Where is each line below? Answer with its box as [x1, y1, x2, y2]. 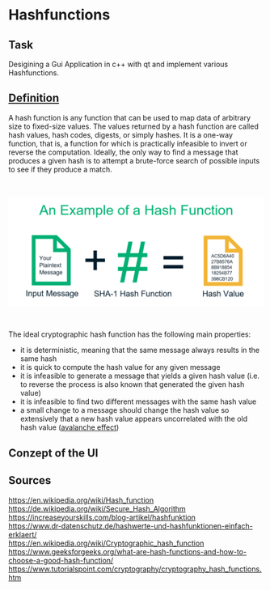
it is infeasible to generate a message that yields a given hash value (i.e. [19, 371, 260, 381]
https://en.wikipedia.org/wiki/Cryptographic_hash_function [8, 538, 205, 548]
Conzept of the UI [8, 446, 99, 460]
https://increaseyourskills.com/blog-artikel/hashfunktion [8, 512, 196, 522]
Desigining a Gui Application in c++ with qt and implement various [8, 59, 229, 69]
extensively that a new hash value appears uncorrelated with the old [19, 414, 248, 424]
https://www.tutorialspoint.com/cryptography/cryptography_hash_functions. [8, 564, 262, 574]
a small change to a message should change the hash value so [19, 405, 230, 415]
